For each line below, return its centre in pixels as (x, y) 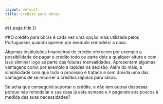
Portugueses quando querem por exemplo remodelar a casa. (66, 42)
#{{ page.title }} (21, 28)
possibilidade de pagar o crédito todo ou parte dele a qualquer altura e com (81, 57)
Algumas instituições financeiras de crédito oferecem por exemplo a (73, 52)
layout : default (21, 9)
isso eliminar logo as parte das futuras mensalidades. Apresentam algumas (80, 62)
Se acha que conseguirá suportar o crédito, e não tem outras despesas (76, 87)
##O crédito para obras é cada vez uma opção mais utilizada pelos (72, 37)
